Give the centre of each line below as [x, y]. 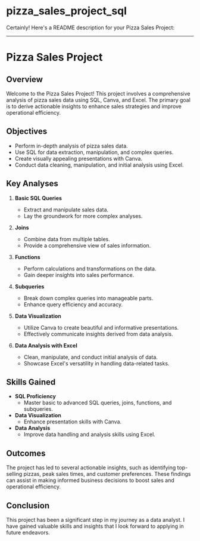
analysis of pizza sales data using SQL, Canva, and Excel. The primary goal [98, 100]
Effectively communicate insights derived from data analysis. [99, 334]
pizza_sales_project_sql [66, 11]
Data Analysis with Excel [46, 345]
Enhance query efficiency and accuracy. [73, 304]
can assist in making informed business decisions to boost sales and [90, 480]
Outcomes [26, 453]
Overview [25, 79]
